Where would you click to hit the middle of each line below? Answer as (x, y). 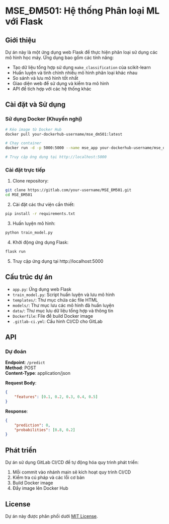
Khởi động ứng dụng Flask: (40, 242)
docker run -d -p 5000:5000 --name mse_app (52, 148)
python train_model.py (29, 232)
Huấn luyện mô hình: (34, 223)
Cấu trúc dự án (29, 277)
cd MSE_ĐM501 (19, 195)
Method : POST (21, 368)
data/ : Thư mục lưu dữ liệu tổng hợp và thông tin (63, 311)
